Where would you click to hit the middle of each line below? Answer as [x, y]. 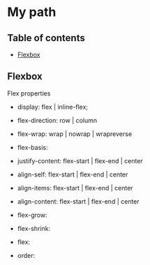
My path [32, 12]
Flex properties [29, 93]
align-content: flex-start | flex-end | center [78, 201]
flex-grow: [32, 215]
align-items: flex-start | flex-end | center [75, 188]
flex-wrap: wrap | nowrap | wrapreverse [75, 134]
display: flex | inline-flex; [53, 107]
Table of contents [46, 38]
